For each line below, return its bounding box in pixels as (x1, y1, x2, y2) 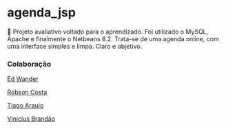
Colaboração (7, 59, 52, 69)
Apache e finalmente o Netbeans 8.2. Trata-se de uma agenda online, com (7, 34, 219, 43)
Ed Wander (7, 75, 39, 83)
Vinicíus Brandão (7, 115, 56, 123)
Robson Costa (7, 88, 48, 97)
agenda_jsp (7, 5, 76, 21)
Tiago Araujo (7, 102, 44, 110)
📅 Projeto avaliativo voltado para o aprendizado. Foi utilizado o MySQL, (7, 27, 209, 36)
